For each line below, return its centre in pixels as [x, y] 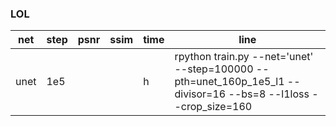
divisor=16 [200, 94]
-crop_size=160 [213, 107]
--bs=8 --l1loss [269, 94]
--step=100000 [214, 69]
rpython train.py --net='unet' [244, 57]
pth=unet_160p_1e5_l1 [229, 82]
